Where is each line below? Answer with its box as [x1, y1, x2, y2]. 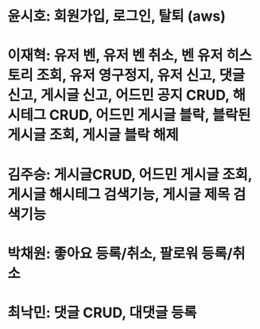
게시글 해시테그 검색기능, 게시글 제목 [7, 185, 231, 203]
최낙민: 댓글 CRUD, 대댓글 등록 [7, 304, 197, 322]
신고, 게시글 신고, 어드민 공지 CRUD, [7, 87, 230, 104]
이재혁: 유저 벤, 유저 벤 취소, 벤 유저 [7, 47, 223, 64]
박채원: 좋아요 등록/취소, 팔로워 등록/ [7, 244, 233, 262]
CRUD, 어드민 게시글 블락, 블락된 [49, 106, 251, 124]
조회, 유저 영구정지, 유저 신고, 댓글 [36, 67, 246, 84]
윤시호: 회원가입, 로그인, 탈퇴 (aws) [7, 7, 226, 25]
